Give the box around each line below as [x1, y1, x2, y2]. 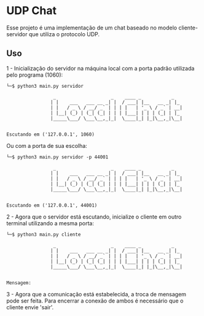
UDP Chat [6, 4, 57, 18]
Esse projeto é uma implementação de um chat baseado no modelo [6, 24, 177, 31]
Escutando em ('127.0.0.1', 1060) [6, 131, 95, 137]
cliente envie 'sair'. [6, 303, 54, 310]
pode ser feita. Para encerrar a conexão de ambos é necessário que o [6, 297, 184, 304]
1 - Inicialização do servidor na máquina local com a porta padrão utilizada [6, 64, 195, 72]
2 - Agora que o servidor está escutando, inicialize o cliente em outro [6, 213, 182, 220]
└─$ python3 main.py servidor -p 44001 [6, 154, 109, 160]
